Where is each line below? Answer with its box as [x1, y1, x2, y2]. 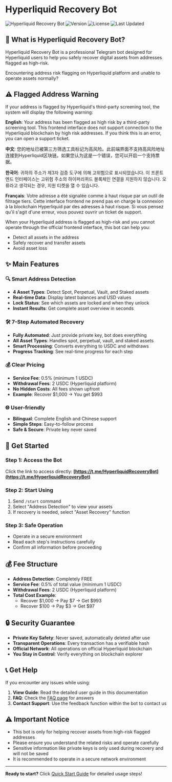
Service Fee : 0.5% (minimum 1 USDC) [12, 375, 93, 381]
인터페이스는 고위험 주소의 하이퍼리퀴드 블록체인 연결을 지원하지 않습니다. [14, 176, 161, 182]
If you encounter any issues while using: [5, 679, 91, 685]
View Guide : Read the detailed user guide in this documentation [12, 689, 148, 696]
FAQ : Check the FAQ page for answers [12, 694, 94, 701]
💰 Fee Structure [5, 559, 58, 569]
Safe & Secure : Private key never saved [12, 426, 97, 433]
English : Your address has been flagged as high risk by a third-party [5, 119, 150, 125]
